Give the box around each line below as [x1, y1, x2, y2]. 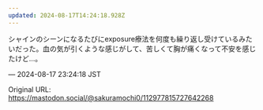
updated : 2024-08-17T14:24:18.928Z [8, 11, 126, 20]
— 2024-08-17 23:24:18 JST [8, 69, 101, 79]
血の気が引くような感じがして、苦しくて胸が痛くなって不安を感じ [42, 44, 257, 53]
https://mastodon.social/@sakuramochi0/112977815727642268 [8, 93, 214, 102]
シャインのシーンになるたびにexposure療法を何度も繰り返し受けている [8, 34, 239, 43]
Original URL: [8, 84, 51, 94]
